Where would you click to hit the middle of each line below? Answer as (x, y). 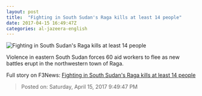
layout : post (23, 12)
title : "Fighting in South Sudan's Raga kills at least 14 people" (94, 17)
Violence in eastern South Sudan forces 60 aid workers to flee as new (93, 57)
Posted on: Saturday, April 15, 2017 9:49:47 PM (79, 87)
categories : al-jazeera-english (47, 28)
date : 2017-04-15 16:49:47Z (42, 23)
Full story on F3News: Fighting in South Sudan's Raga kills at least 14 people (101, 75)
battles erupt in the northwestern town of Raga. (65, 64)
